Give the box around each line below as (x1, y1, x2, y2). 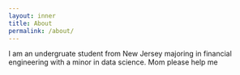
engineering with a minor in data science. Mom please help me (8, 57, 219, 67)
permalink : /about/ (8, 27, 75, 35)
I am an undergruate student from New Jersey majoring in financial (8, 49, 233, 59)
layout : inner (8, 11, 57, 20)
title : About (8, 19, 53, 27)
